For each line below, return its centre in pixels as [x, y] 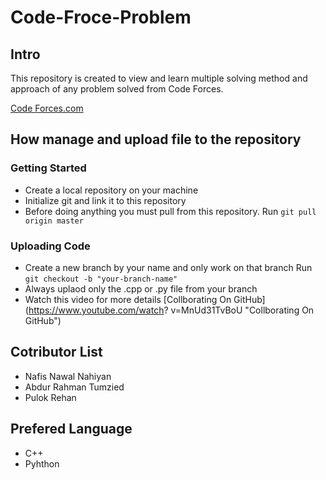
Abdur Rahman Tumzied [74, 387]
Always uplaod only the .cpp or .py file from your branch [141, 288]
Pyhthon [42, 463]
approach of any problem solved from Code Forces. [117, 89]
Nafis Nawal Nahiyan [68, 376]
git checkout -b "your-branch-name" [101, 279]
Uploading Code [50, 246]
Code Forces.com [47, 108]
